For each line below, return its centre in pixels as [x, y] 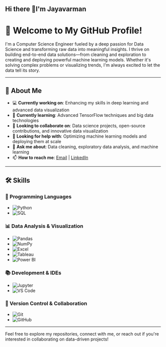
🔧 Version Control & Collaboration [46, 303]
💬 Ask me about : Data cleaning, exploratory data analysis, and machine [85, 147]
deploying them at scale [37, 142]
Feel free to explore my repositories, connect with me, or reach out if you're [82, 334]
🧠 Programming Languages [38, 197]
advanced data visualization [41, 110]
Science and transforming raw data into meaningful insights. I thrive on [77, 50]
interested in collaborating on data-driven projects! [57, 339]
